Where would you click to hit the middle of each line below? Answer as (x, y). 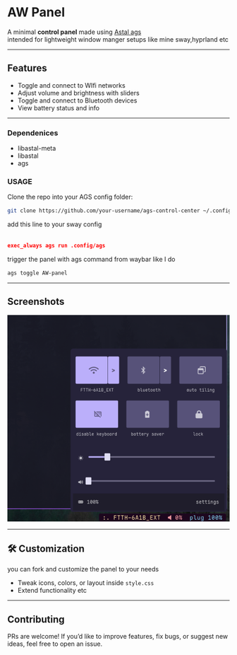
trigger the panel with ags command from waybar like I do (91, 259)
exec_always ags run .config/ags (56, 246)
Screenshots (36, 302)
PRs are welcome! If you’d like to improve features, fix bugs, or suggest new (118, 637)
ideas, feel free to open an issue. (55, 644)
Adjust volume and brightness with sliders (78, 93)
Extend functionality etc (52, 591)
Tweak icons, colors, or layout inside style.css (86, 583)
